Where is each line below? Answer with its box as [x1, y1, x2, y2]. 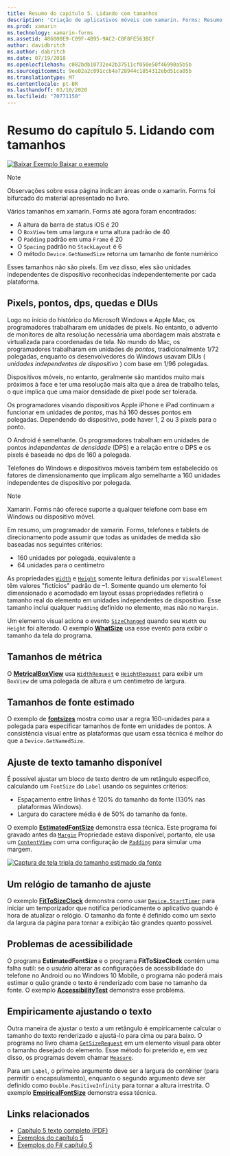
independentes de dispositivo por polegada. [7, 478, 132, 486]
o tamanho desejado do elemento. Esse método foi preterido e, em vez [7, 1045, 208, 1054]
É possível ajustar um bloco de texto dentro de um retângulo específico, [7, 775, 211, 783]
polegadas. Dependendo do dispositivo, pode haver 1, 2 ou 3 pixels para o [7, 415, 217, 423]
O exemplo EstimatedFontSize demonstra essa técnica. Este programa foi [7, 824, 218, 832]
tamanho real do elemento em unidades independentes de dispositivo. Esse [7, 596, 222, 604]
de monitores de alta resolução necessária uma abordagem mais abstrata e [7, 330, 221, 339]
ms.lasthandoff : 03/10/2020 [7, 87, 88, 93]
